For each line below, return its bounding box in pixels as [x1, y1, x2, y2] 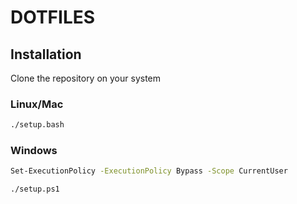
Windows [10, 144, 58, 158]
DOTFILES [10, 6, 96, 29]
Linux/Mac [10, 97, 64, 111]
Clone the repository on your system [10, 72, 162, 84]
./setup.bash [10, 120, 65, 130]
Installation [10, 46, 82, 63]
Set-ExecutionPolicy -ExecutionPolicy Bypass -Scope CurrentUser [10, 166, 288, 176]
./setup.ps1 [10, 184, 60, 195]
